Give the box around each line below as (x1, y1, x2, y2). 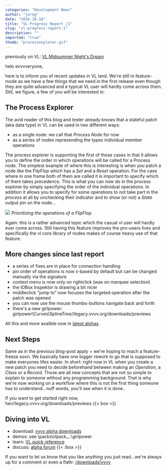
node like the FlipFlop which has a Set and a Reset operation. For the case (5, 168, 157, 174)
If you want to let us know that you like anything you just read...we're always (5, 454, 162, 460)
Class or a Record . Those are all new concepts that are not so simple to (5, 370, 152, 376)
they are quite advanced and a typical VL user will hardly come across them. (5, 83, 163, 89)
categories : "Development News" (5, 7, 72, 12)
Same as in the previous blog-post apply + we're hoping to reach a (5, 348, 143, 355)
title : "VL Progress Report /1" (5, 21, 72, 26)
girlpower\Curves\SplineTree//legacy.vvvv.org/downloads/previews (12, 311, 151, 317)
